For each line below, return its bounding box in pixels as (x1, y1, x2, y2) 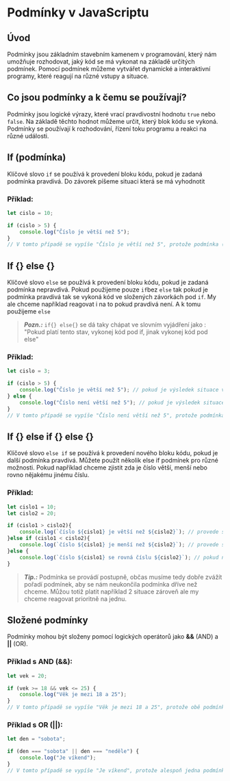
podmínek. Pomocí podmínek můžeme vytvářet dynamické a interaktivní (7, 65, 211, 73)
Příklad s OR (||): (7, 720, 63, 730)
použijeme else (7, 307, 51, 316)
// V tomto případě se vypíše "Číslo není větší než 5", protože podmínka (7, 412, 225, 419)
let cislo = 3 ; (7, 368, 51, 374)
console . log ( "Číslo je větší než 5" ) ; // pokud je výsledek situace (19, 387, 219, 394)
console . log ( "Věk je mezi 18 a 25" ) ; (19, 691, 127, 698)
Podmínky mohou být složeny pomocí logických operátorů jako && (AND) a (7, 632, 219, 641)
